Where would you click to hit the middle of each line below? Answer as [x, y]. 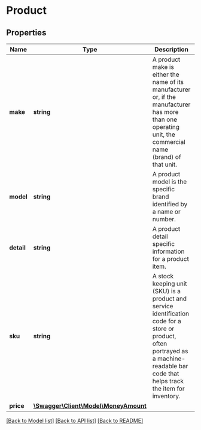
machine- [171, 359]
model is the [170, 182]
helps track [168, 381]
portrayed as [170, 351]
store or [163, 329]
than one [165, 119]
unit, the [164, 134]
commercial [169, 142]
